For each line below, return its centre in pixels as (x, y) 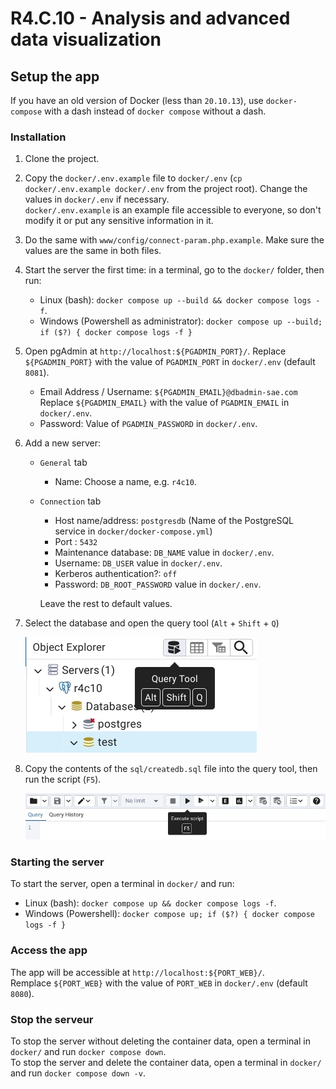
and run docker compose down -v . (78, 1073)
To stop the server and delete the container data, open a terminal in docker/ (166, 1063)
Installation (38, 137)
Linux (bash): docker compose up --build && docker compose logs (175, 300)
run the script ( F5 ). (63, 779)
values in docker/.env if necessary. (97, 199)
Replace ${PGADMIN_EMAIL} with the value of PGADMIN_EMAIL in (164, 403)
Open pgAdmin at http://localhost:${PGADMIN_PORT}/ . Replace (155, 351)
